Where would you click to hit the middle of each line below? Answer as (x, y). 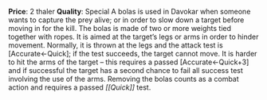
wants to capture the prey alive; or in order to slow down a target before (126, 20)
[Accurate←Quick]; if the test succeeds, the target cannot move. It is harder (133, 54)
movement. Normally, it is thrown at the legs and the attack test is (116, 45)
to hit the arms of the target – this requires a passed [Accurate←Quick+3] (129, 62)
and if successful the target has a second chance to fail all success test (126, 70)
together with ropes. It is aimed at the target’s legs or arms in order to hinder (133, 37)
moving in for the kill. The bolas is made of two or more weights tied (120, 28)
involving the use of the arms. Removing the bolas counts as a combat (124, 79)
